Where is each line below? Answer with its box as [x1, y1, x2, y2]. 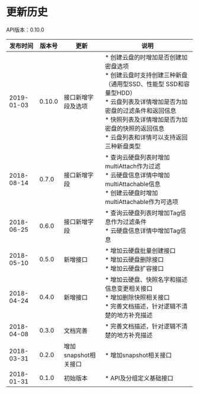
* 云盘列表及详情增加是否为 [104, 97, 182, 106]
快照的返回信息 [122, 124, 165, 132]
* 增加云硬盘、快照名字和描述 [104, 275, 188, 283]
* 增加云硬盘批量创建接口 [104, 247, 176, 255]
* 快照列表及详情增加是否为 [104, 115, 182, 123]
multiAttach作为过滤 [104, 162, 161, 170]
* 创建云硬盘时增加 [104, 188, 158, 197]
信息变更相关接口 [104, 284, 153, 292]
